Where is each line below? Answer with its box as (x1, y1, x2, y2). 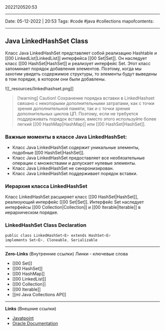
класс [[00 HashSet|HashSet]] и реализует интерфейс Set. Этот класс (5, 60, 151, 66)
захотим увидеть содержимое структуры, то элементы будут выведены (5, 71, 157, 76)
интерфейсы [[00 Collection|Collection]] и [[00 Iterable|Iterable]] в (5, 204, 141, 210)
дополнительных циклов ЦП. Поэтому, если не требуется (17, 110, 138, 117)
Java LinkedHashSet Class (5, 37, 88, 46)
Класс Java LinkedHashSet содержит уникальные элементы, (12, 145, 140, 151)
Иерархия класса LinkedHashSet (5, 183, 87, 190)
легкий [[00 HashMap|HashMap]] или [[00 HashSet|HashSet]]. (17, 121, 146, 127)
